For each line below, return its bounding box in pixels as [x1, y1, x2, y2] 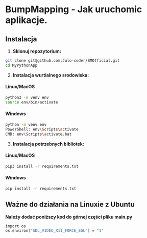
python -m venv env [5, 122, 47, 127]
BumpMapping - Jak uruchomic [5, 4, 142, 15]
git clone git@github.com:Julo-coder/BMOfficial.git [5, 58, 120, 63]
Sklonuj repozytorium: [12, 48, 61, 54]
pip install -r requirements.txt [5, 186, 77, 191]
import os [5, 223, 27, 229]
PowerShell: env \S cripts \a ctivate [5, 126, 79, 132]
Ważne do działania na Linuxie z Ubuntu [5, 200, 135, 209]
